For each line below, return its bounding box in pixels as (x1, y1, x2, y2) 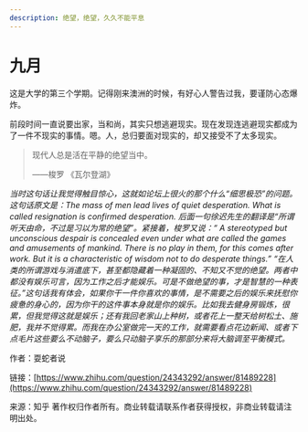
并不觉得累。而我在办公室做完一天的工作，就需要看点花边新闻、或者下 (33, 321, 298, 332)
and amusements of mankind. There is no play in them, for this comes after (9, 242, 294, 253)
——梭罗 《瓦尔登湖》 (31, 168, 115, 179)
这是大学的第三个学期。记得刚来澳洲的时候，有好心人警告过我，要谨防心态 (9, 88, 290, 99)
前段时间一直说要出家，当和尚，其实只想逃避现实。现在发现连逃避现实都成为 (9, 118, 298, 129)
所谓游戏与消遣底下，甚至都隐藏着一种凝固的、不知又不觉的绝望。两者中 (25, 264, 298, 275)
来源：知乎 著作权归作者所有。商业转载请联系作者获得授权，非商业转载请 (9, 401, 284, 412)
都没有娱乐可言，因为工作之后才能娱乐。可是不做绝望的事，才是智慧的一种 (9, 276, 290, 287)
